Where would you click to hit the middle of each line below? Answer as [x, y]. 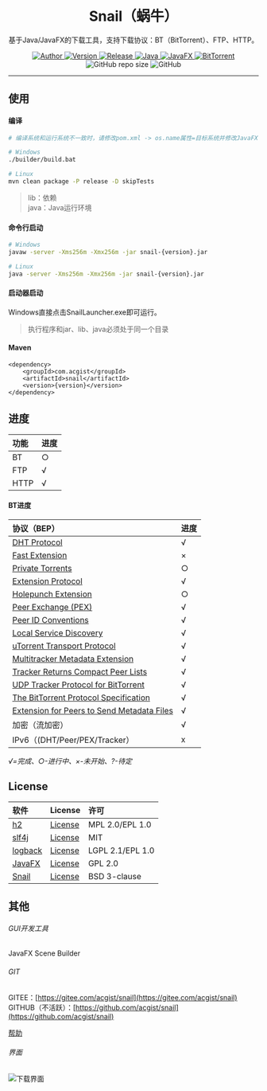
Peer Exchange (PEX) [52, 608]
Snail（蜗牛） [133, 16]
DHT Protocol [37, 542]
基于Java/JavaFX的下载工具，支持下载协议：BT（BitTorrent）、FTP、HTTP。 [133, 40]
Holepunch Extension [52, 594]
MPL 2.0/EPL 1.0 [120, 824]
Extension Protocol [48, 581]
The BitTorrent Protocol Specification [81, 698]
